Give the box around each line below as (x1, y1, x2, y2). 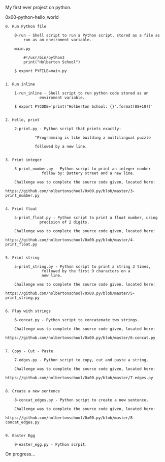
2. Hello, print (5, 117, 40, 122)
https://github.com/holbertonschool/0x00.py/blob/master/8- (5, 415, 136, 420)
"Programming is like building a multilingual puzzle (35, 135, 151, 140)
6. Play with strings (5, 309, 51, 314)
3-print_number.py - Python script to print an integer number (14, 166, 151, 171)
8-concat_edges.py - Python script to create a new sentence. (14, 397, 149, 403)
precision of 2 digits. (39, 220, 90, 225)
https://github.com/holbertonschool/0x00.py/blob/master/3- (5, 189, 136, 194)
